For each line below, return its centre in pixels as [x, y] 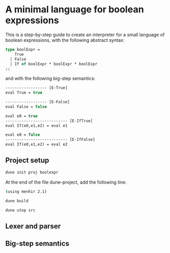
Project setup [27, 160]
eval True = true [24, 93]
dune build [17, 201]
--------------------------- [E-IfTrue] [49, 121]
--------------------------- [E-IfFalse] [50, 140]
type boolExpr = [23, 49]
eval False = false [26, 106]
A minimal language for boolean [75, 10]
